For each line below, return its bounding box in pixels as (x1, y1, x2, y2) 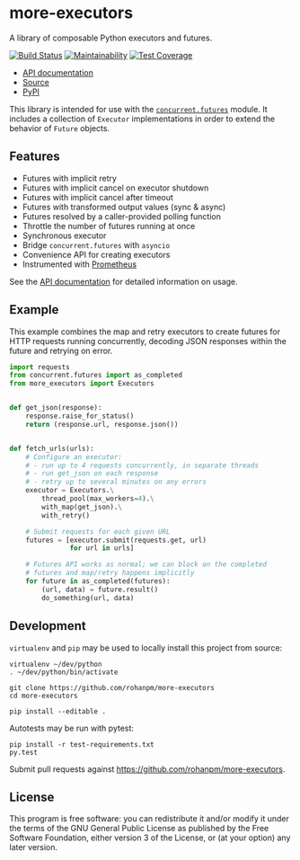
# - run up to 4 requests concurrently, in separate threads (25, 461, 259, 470)
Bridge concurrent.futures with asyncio (22, 239, 171, 250)
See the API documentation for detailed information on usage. (9, 276, 238, 287)
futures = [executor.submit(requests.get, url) (25, 536, 207, 545)
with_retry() (41, 510, 91, 519)
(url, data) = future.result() (41, 585, 159, 594)
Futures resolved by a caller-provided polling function (22, 210, 222, 222)
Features (9, 149, 60, 164)
